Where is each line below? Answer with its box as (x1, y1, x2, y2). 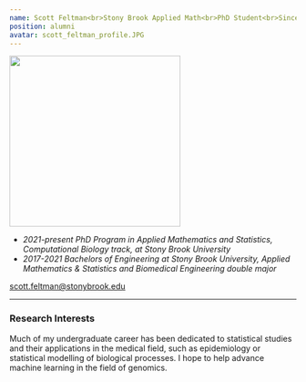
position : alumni (9, 22, 76, 31)
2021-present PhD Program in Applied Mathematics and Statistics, (22, 234, 273, 245)
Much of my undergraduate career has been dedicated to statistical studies (9, 333, 292, 344)
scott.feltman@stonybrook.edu (9, 281, 126, 292)
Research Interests (9, 312, 96, 325)
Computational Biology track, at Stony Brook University (22, 243, 231, 255)
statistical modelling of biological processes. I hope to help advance (9, 352, 265, 363)
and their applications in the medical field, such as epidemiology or (9, 343, 261, 354)
